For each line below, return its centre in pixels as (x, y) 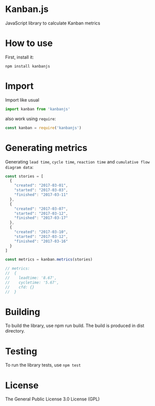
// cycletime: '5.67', (32, 282)
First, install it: (19, 57)
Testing (21, 351)
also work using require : (30, 118)
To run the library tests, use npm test (43, 365)
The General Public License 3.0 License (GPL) (52, 399)
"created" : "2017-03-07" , (41, 208)
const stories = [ (24, 176)
